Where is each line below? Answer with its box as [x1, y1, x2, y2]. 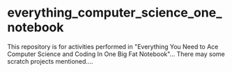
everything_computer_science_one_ [7, 5, 222, 21]
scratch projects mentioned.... [7, 57, 93, 65]
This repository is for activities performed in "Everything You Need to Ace [7, 42, 219, 51]
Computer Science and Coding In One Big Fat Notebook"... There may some [7, 50, 225, 58]
